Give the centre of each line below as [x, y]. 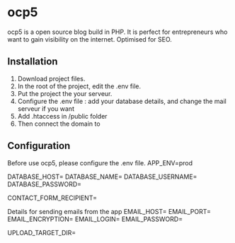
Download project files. [51, 78]
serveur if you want [46, 108]
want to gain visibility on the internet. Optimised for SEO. [90, 39]
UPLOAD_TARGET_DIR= [42, 232]
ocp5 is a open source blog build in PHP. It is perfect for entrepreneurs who [117, 32]
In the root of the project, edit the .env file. [79, 86]
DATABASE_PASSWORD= [45, 184]
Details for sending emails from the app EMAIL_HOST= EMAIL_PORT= [109, 211]
